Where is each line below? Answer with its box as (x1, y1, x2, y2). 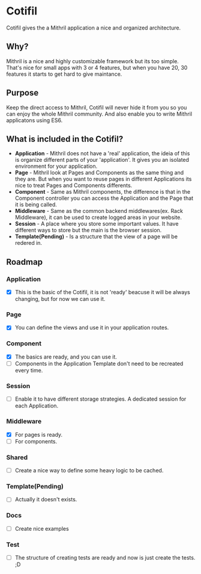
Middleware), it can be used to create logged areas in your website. (14, 214, 182, 221)
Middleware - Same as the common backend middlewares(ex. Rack (14, 208, 183, 215)
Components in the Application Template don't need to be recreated (14, 360, 184, 367)
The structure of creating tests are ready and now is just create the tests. (14, 554, 196, 561)
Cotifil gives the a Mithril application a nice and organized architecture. (6, 24, 181, 31)
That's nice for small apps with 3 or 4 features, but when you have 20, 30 (6, 64, 188, 71)
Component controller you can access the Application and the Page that (14, 194, 194, 202)
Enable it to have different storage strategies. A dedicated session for (14, 395, 187, 403)
